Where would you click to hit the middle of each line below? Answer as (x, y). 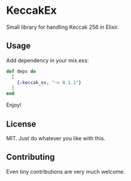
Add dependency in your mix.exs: (48, 60)
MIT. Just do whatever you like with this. (56, 138)
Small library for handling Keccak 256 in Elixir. (63, 27)
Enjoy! (14, 105)
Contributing (31, 157)
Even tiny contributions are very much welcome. (66, 171)
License (21, 124)
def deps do (21, 71)
